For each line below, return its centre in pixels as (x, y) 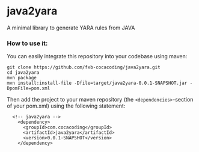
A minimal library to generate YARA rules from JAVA (71, 28)
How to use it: (27, 43)
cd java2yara (23, 73)
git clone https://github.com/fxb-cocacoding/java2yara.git (84, 67)
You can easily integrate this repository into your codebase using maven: (97, 56)
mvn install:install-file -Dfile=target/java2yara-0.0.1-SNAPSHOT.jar (97, 83)
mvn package (22, 78)
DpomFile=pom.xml (29, 88)
